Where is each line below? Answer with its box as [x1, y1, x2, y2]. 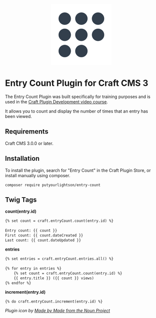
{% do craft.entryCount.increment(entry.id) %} [5, 299, 103, 304]
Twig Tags [5, 196, 37, 204]
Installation [5, 154, 40, 163]
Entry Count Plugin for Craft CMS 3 [5, 78, 149, 89]
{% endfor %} [5, 281, 31, 285]
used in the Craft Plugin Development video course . [5, 99, 108, 104]
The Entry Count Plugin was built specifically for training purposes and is [5, 94, 151, 100]
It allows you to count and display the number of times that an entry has [5, 108, 149, 114]
